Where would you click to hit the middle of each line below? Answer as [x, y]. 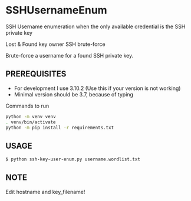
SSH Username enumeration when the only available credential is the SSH [95, 26]
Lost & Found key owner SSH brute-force [55, 44]
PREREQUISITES [36, 74]
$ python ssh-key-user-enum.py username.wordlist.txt [73, 159]
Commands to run [27, 106]
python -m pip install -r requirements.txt [60, 128]
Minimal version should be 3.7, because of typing [74, 94]
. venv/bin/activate [31, 122]
